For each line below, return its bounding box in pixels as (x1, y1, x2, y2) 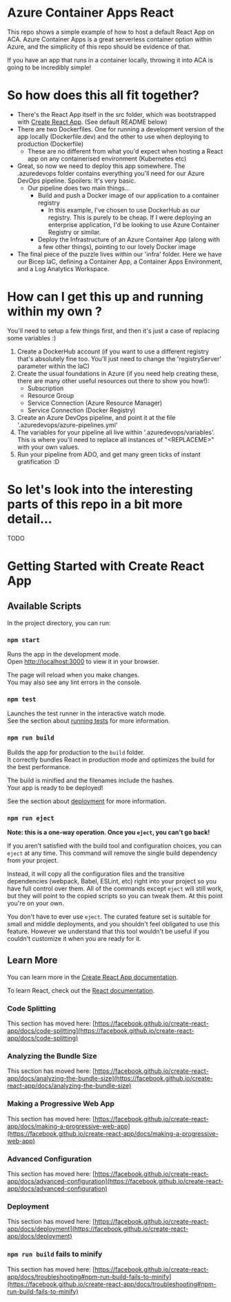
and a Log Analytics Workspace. (17, 264, 110, 273)
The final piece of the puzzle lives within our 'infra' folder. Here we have (17, 250, 222, 258)
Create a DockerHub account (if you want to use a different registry (17, 347, 209, 356)
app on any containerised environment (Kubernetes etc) (27, 154, 187, 163)
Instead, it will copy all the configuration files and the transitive (7, 870, 185, 878)
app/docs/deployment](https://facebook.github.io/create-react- (7, 1225, 188, 1233)
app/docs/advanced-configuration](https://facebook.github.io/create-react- (7, 1177, 224, 1185)
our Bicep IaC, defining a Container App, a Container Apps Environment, (17, 257, 223, 266)
